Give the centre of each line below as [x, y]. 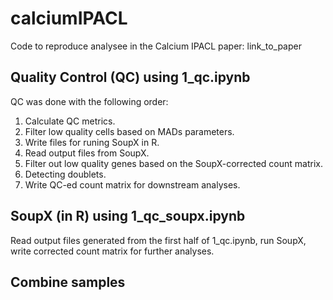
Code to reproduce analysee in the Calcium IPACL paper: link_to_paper [156, 46]
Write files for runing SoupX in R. [92, 142]
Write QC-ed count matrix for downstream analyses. [132, 184]
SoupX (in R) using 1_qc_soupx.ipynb [128, 216]
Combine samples [68, 282]
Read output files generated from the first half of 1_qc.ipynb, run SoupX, [158, 240]
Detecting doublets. [65, 174]
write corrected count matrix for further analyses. [112, 251]
